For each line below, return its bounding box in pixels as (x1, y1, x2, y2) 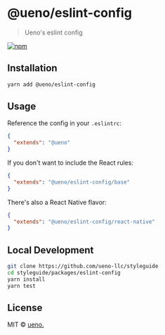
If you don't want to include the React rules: (7, 158, 133, 167)
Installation (7, 62, 58, 75)
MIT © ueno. (7, 320, 44, 329)
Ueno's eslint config (24, 28, 83, 37)
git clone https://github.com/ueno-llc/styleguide (7, 263, 159, 270)
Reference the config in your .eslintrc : (7, 119, 121, 127)
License (7, 302, 43, 314)
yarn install (7, 276, 46, 283)
